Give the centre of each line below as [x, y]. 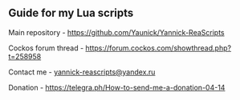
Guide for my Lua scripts [71, 13]
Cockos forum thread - [46, 48]
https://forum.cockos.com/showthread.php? [158, 48]
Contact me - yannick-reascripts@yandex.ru [82, 72]
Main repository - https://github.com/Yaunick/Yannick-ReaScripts [116, 32]
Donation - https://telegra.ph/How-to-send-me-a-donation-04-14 [117, 87]
